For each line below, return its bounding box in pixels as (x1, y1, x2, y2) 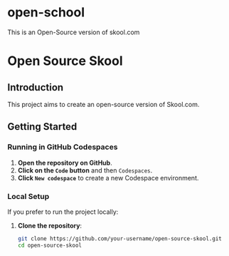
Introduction (7, 81, 64, 93)
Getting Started (7, 121, 78, 133)
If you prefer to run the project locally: (7, 208, 119, 216)
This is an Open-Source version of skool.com (7, 28, 140, 36)
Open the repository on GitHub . (17, 158, 112, 167)
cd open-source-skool (17, 242, 82, 249)
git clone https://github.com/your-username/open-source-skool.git (17, 235, 222, 242)
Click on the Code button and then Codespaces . (17, 165, 153, 175)
